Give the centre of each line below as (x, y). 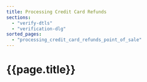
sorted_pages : (24, 34)
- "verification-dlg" (39, 29)
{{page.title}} (41, 70)
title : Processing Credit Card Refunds (57, 12)
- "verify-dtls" (32, 23)
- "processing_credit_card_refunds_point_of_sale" (77, 40)
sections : (19, 17)
